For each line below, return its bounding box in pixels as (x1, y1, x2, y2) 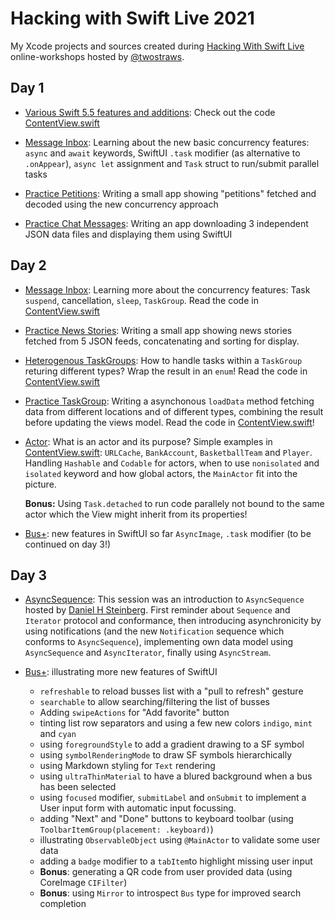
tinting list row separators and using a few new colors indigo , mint (39, 717, 313, 729)
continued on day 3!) (24, 538, 112, 550)
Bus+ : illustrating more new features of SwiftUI (24, 666, 218, 678)
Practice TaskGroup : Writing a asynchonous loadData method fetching (24, 395, 315, 407)
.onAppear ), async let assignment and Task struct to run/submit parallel (24, 157, 320, 169)
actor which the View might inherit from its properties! (24, 508, 248, 520)
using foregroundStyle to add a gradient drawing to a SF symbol (39, 738, 305, 751)
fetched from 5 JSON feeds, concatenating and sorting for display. (24, 335, 300, 347)
